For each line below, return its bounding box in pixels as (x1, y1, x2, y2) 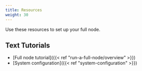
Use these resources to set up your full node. (5, 26, 101, 32)
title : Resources (5, 7, 42, 13)
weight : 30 (5, 12, 29, 17)
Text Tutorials (5, 41, 50, 50)
